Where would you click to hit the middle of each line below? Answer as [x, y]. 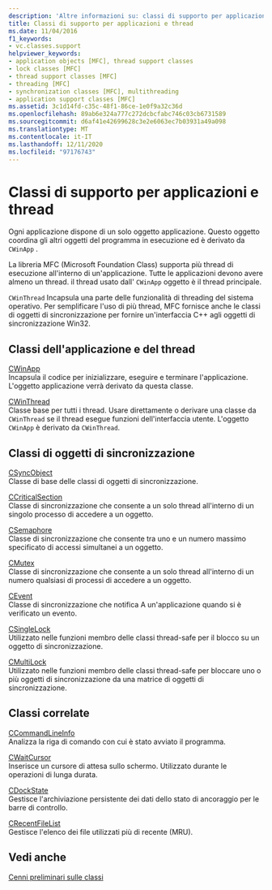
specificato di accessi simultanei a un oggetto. [86, 547]
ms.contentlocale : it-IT [50, 136]
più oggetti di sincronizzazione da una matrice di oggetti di [106, 679]
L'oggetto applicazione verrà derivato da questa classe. [101, 386]
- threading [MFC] [39, 84]
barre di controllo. [38, 807]
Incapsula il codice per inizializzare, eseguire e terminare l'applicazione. [128, 378]
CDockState [28, 790]
